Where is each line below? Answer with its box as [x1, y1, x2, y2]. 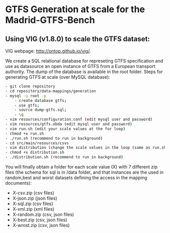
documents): [5, 180, 32, 186]
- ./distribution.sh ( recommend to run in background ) [5, 155, 123, 160]
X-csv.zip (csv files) [12, 190, 55, 196]
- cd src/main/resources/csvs [5, 141, 69, 146]
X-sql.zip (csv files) [12, 201, 54, 207]
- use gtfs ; [14, 103, 39, 108]
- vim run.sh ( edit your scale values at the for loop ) [5, 126, 125, 131]
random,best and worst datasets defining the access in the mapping [5, 175, 148, 181]
